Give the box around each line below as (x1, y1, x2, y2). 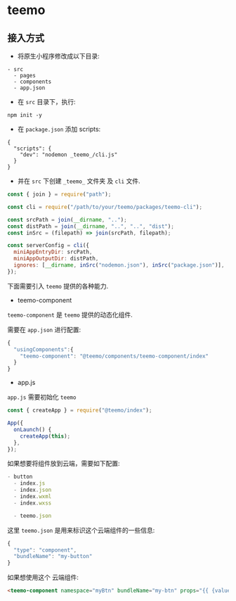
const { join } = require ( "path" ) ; (7, 191, 112, 198)
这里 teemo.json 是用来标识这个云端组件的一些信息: (7, 526, 155, 534)
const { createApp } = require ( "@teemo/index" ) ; (7, 407, 152, 414)
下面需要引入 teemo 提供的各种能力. (7, 281, 109, 290)
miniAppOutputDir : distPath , (13, 255, 99, 262)
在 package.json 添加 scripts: (17, 125, 101, 133)
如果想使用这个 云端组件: (7, 573, 79, 582)
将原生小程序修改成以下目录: (17, 52, 100, 60)
